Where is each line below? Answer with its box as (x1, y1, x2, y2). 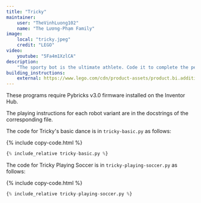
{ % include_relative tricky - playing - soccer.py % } (6, 191, 133, 197)
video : (6, 48, 23, 54)
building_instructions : (6, 70, 66, 76)
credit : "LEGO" (17, 42, 55, 48)
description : (6, 59, 39, 64)
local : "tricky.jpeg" (17, 36, 71, 42)
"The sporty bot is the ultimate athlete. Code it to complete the (17, 64, 188, 70)
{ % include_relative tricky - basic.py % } (6, 150, 109, 157)
